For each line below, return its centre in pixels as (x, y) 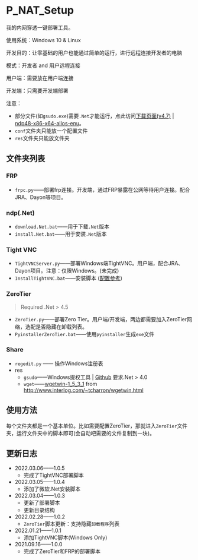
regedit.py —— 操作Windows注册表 (59, 363)
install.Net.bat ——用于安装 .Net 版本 (61, 234)
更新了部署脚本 (42, 503)
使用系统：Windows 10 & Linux (43, 40)
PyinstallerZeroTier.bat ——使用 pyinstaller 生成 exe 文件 (85, 334)
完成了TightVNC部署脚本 (53, 475)
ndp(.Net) (20, 213)
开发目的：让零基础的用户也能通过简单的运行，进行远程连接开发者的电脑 (94, 53)
